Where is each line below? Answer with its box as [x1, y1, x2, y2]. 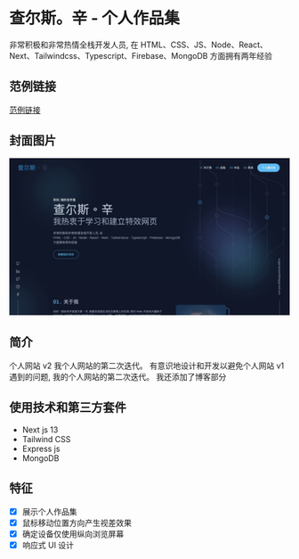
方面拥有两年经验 [209, 50, 273, 61]
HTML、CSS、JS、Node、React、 [140, 39, 269, 50]
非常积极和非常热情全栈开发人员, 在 [9, 39, 139, 50]
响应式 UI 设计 [21, 539, 74, 550]
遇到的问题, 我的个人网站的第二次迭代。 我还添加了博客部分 [9, 371, 227, 382]
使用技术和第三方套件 [9, 400, 126, 415]
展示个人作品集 [21, 506, 77, 517]
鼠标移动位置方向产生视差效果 [21, 517, 132, 528]
